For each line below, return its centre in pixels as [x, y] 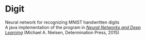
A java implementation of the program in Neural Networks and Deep [73, 27]
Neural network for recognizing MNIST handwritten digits [62, 22]
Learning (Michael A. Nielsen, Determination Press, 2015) [62, 32]
